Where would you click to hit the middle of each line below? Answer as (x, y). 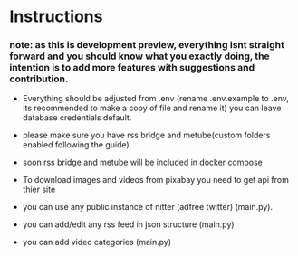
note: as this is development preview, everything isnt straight (147, 45)
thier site (39, 190)
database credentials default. (77, 118)
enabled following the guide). (77, 145)
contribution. (39, 79)
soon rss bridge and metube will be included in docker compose (142, 162)
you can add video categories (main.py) (97, 242)
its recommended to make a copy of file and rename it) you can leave (152, 108)
